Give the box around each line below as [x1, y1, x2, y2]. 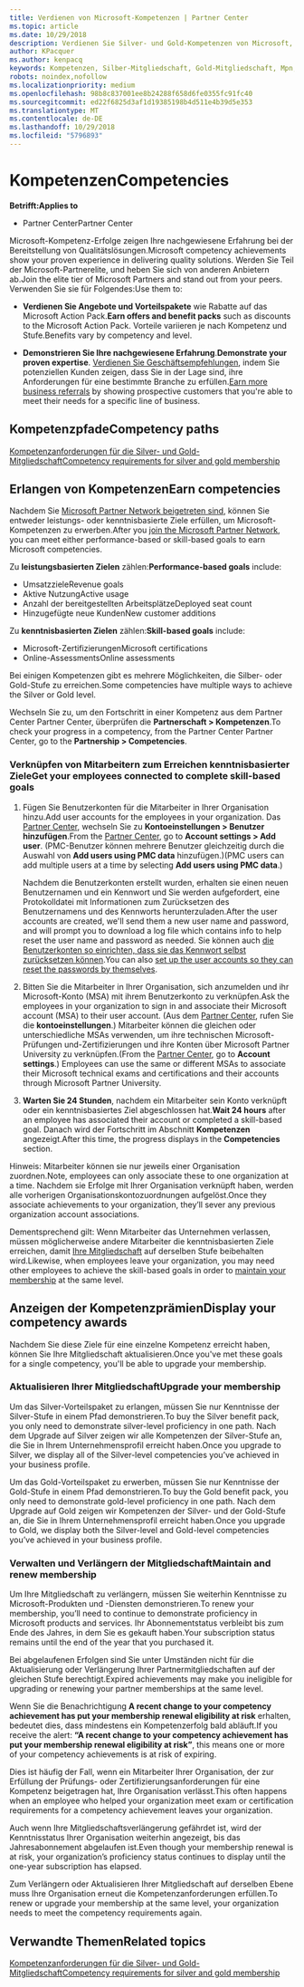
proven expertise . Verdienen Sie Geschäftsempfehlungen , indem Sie [22, 357, 280, 368]
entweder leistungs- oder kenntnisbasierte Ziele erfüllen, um [9, 515, 235, 526]
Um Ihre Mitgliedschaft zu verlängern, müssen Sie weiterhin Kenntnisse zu [9, 1589, 287, 1599]
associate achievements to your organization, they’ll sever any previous [9, 1199, 276, 1210]
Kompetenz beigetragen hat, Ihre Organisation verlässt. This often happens [9, 1786, 288, 1797]
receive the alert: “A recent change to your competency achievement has [9, 1730, 289, 1741]
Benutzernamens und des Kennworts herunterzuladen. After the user [22, 906, 278, 917]
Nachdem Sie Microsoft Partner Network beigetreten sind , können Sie [9, 505, 270, 516]
